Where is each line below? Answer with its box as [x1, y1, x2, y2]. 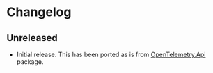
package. [16, 58, 44, 66]
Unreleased [6, 32, 58, 44]
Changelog [6, 4, 72, 20]
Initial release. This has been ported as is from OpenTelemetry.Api [16, 50, 206, 58]
